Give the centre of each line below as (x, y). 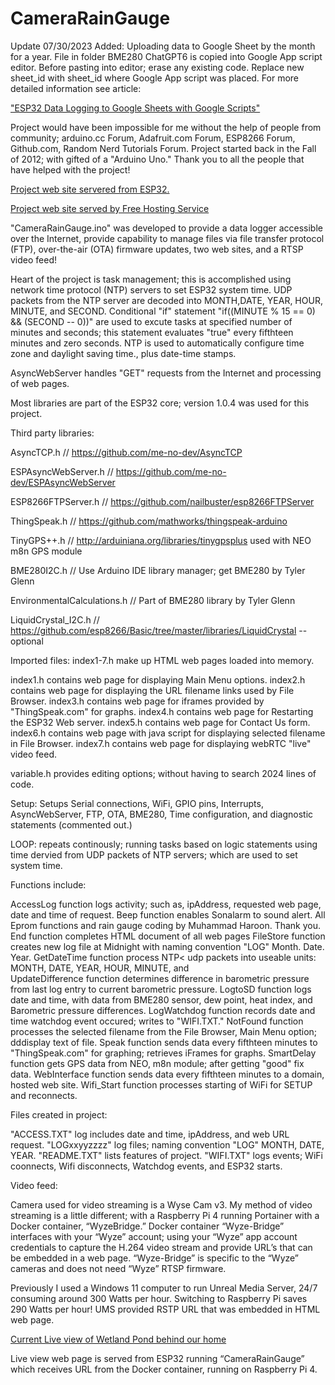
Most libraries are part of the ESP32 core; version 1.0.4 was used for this (160, 403)
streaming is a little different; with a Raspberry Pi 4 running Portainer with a (165, 1215)
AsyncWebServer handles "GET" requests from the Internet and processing (166, 373)
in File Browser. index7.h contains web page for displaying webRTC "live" (161, 743)
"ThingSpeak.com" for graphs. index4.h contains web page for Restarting (162, 711)
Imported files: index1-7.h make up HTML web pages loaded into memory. (162, 660)
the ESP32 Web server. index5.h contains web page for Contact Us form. (160, 722)
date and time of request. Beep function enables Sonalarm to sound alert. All (168, 914)
